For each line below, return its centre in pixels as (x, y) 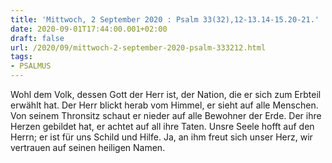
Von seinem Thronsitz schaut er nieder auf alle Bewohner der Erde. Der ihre (166, 115)
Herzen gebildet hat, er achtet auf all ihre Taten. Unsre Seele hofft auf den (162, 126)
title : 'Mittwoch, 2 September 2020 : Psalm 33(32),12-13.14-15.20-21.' (165, 19)
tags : (21, 57)
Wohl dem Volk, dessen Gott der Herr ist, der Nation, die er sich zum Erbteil (166, 94)
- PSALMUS (31, 66)
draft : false (37, 38)
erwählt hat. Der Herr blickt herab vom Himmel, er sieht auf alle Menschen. (164, 105)
